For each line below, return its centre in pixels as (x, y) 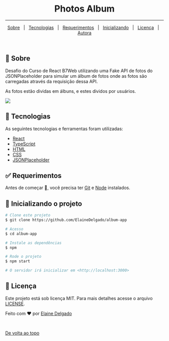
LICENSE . (15, 304)
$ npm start (18, 261)
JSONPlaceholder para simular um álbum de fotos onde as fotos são (76, 76)
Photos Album (84, 9)
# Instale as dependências (33, 243)
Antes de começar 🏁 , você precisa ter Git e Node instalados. (68, 188)
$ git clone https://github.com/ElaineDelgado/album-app (66, 220)
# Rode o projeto (23, 257)
